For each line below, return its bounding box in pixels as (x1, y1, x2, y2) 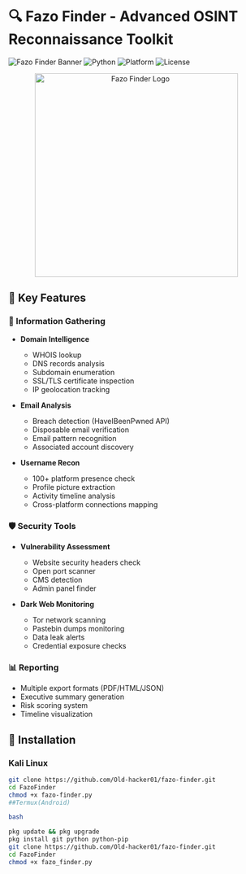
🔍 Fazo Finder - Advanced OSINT (8, 7, 239, 26)
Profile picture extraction (32, 482, 116, 492)
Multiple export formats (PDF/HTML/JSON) (19, 684, 165, 693)
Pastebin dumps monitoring (32, 623, 125, 633)
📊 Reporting (8, 662, 59, 673)
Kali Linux (8, 757, 49, 768)
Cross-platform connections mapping (32, 499, 158, 509)
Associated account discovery (32, 442, 134, 452)
